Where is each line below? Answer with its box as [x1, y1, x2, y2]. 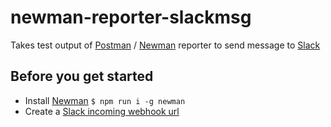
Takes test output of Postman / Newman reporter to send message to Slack [10, 39, 321, 51]
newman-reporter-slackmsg [10, 6, 252, 29]
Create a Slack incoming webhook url [24, 105, 180, 117]
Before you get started [10, 68, 154, 85]
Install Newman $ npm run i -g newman [24, 94, 186, 106]
